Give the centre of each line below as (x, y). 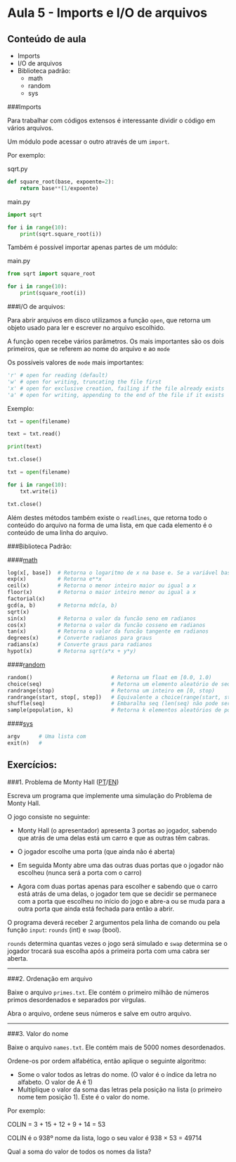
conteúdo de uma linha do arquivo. (58, 532)
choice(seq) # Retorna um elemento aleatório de (113, 684)
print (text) (25, 447)
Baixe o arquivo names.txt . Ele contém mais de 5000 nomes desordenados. (117, 1047)
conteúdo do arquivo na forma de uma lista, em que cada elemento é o (110, 525)
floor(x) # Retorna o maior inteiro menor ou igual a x (102, 593)
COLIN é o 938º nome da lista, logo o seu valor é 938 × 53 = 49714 (105, 1137)
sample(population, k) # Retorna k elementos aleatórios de (114, 710)
